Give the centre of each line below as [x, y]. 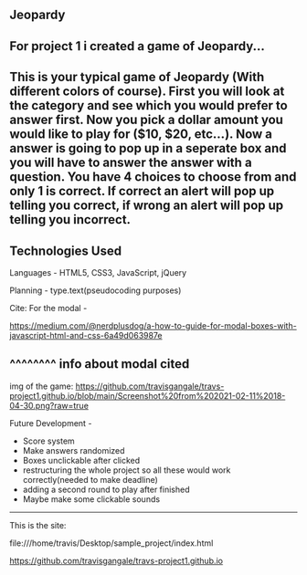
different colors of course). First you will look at [147, 92]
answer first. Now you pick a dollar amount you [146, 120]
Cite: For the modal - [48, 308]
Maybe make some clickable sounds [91, 499]
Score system [48, 441]
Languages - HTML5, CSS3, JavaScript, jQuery [98, 272]
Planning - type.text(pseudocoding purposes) [95, 290]
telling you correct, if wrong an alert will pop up [147, 206]
